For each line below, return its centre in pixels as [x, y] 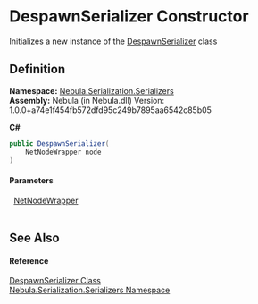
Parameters [31, 180]
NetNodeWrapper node [63, 152]
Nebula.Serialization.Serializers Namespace [90, 290]
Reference [29, 260]
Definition [37, 69]
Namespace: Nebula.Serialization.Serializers [92, 90]
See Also [34, 237]
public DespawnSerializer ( [59, 144]
